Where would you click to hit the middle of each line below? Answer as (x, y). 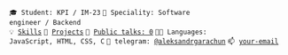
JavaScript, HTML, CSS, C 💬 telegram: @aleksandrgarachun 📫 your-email (144, 42)
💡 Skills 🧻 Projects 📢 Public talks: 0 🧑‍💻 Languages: (108, 32)
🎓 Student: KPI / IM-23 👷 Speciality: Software (100, 12)
